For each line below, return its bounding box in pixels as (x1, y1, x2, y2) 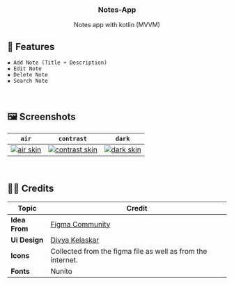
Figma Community (50, 219, 111, 229)
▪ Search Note (7, 78, 49, 85)
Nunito (50, 266, 72, 276)
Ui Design (10, 235, 44, 245)
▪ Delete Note (7, 72, 49, 79)
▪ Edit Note (7, 65, 42, 72)
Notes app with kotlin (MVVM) (74, 21, 160, 29)
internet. (50, 255, 78, 265)
